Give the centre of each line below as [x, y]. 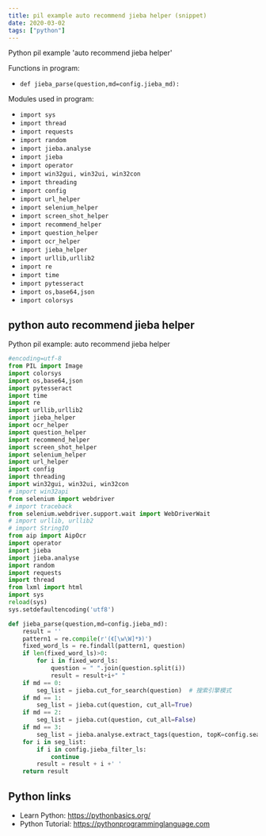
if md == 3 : [42, 727]
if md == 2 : [42, 713]
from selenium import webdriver [61, 499]
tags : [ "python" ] [37, 30]
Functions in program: [44, 68]
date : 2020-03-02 [37, 23]
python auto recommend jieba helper [102, 325]
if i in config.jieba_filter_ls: [92, 749]
